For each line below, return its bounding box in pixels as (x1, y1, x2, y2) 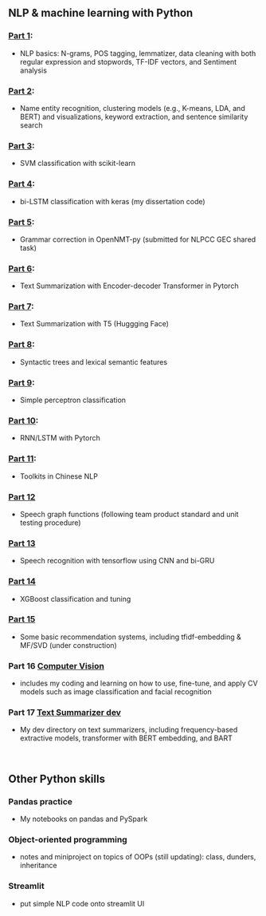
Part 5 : (8, 216, 35, 227)
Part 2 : (8, 85, 35, 97)
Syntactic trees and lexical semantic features (19, 357, 168, 366)
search (19, 120, 43, 130)
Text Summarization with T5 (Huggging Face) (19, 319, 170, 329)
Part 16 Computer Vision (8, 660, 105, 671)
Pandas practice (8, 796, 73, 807)
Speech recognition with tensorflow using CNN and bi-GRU (19, 556, 215, 566)
